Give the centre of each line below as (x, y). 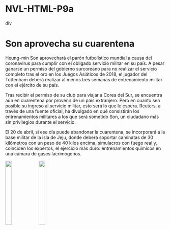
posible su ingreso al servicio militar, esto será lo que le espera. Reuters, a (83, 106)
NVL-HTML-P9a (39, 9)
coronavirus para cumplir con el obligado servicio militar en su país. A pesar (85, 63)
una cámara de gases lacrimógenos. (44, 153)
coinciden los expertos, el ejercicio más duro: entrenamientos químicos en (83, 148)
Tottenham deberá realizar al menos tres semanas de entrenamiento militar (84, 79)
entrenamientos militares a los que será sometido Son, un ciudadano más (82, 117)
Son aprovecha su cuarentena (70, 44)
